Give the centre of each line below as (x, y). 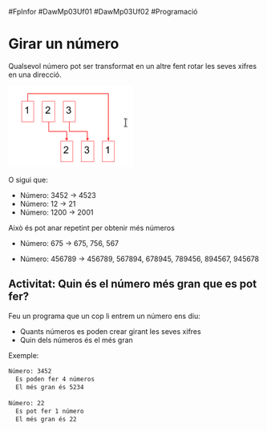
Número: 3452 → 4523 (58, 195)
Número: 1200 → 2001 (57, 212)
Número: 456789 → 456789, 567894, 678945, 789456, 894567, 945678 (140, 259)
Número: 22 (26, 403)
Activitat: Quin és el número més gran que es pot (133, 284)
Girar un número (64, 44)
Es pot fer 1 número (50, 411)
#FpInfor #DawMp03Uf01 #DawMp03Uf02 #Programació (103, 12)
